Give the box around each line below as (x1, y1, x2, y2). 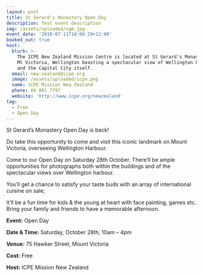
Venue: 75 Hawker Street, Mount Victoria (6, 240, 109, 248)
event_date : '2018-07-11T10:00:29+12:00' (6, 31, 112, 37)
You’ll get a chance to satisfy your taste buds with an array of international (6, 181, 192, 188)
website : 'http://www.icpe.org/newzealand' (11, 93, 123, 99)
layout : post (6, 8, 39, 15)
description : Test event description (6, 20, 101, 26)
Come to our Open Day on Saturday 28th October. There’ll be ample (6, 156, 175, 164)
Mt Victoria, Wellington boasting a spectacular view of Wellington (17, 59, 193, 65)
